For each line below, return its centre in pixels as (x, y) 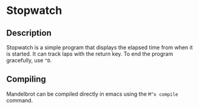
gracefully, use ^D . (29, 60)
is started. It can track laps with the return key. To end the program (90, 54)
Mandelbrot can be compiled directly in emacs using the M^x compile (92, 94)
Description (29, 33)
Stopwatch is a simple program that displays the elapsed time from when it (99, 47)
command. (20, 100)
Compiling (26, 79)
